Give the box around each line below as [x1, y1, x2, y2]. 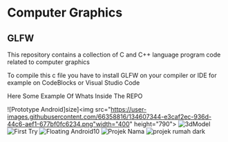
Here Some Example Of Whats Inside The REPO [7, 92, 143, 100]
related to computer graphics [7, 58, 91, 66]
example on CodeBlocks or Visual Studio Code [7, 79, 140, 87]
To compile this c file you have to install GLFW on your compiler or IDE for [7, 71, 217, 79]
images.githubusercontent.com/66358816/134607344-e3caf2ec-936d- [7, 112, 212, 121]
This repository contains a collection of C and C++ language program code [7, 50, 221, 59]
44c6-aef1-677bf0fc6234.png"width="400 [7, 120, 130, 128]
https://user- [110, 105, 147, 113]
